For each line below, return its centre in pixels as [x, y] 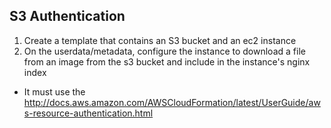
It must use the [54, 91]
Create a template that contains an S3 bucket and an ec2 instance [160, 40]
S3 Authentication [67, 16]
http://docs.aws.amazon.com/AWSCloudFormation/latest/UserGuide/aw [172, 102]
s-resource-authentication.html [88, 113]
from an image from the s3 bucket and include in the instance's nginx [167, 61]
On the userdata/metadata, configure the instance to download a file [164, 51]
